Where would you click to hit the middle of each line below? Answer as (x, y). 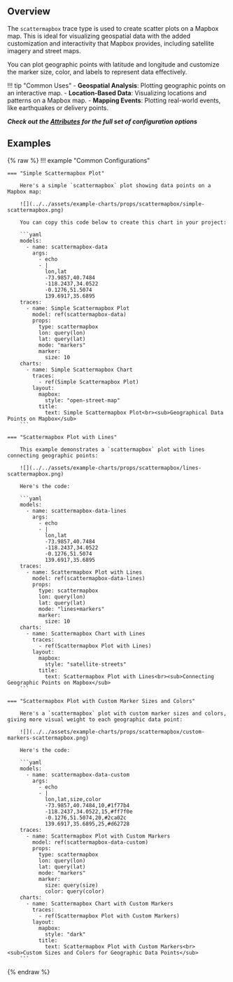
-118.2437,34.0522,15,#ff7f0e (89, 812)
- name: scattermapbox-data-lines (76, 511)
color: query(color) (75, 891)
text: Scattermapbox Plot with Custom (101, 946)
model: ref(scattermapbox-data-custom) (91, 842)
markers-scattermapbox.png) (48, 738)
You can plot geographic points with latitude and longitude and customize (113, 64)
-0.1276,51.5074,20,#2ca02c (86, 818)
